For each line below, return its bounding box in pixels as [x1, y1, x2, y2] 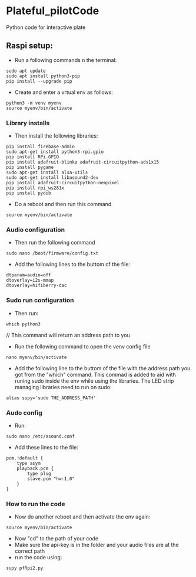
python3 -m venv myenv [6, 100, 62, 106]
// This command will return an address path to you [6, 331, 131, 338]
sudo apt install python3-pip [6, 73, 81, 79]
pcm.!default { [6, 455, 44, 461]
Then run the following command [14, 239, 95, 246]
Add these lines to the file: [14, 444, 78, 451]
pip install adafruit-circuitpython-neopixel [6, 180, 119, 186]
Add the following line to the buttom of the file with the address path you [14, 364, 191, 371]
